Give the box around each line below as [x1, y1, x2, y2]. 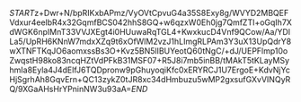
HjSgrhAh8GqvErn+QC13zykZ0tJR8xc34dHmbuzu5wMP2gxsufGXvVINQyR [9, 74, 291, 84]
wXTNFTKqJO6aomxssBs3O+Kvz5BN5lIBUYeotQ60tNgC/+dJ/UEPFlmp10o [9, 46, 288, 56]
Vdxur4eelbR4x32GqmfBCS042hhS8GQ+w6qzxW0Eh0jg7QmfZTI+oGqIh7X [9, 17, 292, 28]
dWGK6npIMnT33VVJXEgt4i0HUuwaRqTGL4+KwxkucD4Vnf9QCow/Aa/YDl [9, 27, 290, 37]
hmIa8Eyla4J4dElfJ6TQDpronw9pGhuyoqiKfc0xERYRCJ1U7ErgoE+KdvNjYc [9, 64, 290, 75]
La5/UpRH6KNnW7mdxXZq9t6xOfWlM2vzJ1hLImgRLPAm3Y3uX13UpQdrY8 [9, 36, 292, 47]
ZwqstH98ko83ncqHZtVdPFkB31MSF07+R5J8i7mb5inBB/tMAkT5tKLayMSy [9, 55, 290, 65]
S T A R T [9, 8, 35, 18]
